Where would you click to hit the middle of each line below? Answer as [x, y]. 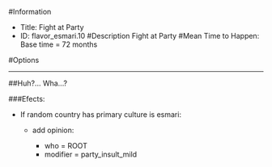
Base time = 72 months [59, 44]
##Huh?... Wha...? [38, 83]
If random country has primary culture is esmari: [101, 115]
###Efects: [27, 99]
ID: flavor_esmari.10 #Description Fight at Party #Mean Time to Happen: [140, 36]
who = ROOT [66, 146]
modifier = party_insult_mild [91, 154]
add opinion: [53, 130]
